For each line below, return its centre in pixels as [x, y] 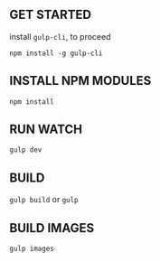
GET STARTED [51, 15]
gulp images [32, 249]
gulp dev [26, 150]
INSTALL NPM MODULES [80, 81]
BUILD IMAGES [52, 228]
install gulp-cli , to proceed [60, 36]
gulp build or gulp [44, 200]
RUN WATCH [46, 130]
